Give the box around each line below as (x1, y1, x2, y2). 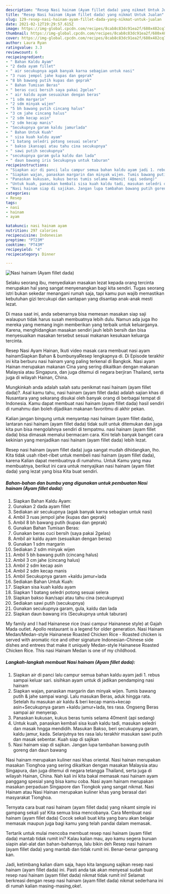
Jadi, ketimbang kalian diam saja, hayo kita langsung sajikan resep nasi (6, 862, 153, 868)
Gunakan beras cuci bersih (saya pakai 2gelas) (13, 530, 111, 537)
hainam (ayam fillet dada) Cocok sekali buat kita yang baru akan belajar (6, 815, 154, 821)
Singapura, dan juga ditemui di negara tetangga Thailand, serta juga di (6, 768, 152, 774)
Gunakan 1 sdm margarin (13, 541, 65, 547)
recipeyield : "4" (6, 247, 42, 252)
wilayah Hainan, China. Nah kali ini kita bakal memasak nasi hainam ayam (6, 773, 158, 779)
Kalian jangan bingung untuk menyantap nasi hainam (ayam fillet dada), (6, 416, 154, 422)
